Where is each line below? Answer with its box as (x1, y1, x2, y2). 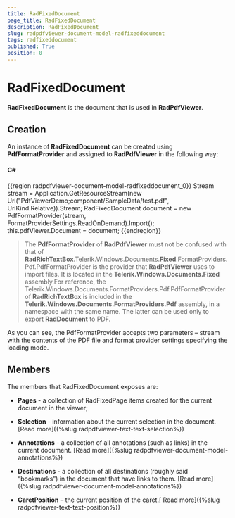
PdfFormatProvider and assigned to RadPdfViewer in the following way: (7, 149, 219, 158)
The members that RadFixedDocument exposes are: (7, 382, 158, 391)
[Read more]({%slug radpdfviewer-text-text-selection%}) (17, 424, 184, 433)
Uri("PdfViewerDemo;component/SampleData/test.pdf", (7, 196, 170, 205)
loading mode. (7, 343, 49, 352)
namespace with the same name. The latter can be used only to (24, 307, 210, 315)
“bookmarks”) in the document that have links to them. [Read (17, 474, 195, 483)
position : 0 (7, 50, 42, 57)
